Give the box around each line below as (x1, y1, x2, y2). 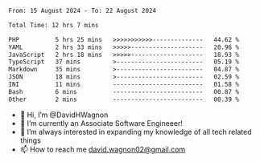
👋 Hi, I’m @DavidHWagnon (19, 110, 109, 119)
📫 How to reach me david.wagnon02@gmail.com (19, 144, 186, 154)
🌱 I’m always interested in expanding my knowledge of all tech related (19, 127, 252, 136)
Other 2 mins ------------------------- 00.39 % (8, 95, 240, 103)
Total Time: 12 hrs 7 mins (8, 21, 99, 29)
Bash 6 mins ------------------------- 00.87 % (8, 87, 240, 95)
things (19, 136, 42, 145)
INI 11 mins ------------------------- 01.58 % (8, 80, 240, 88)
